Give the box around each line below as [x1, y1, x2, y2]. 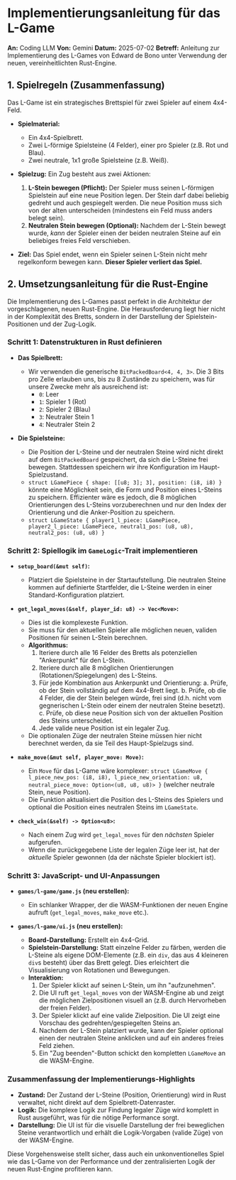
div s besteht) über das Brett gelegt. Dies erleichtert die [28, 958, 190, 967]
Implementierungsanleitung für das [7, 5, 221, 21]
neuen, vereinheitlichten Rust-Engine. [7, 58, 117, 67]
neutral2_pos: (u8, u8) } [28, 529, 105, 536]
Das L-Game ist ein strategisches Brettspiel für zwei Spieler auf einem [7, 98, 211, 107]
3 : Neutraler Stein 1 [38, 412, 94, 421]
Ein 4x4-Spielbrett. [28, 133, 84, 141]
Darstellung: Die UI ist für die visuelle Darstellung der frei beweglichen [17, 1120, 225, 1129]
